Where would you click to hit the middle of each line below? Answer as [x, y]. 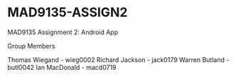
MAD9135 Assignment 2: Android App [63, 32]
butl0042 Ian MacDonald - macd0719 [62, 67]
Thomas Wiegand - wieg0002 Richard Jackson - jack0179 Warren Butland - [118, 60]
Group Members [31, 46]
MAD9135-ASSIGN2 [68, 12]
